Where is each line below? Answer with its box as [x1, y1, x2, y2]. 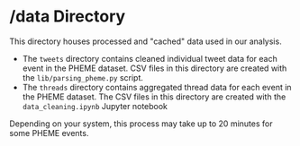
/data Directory [9, 6, 126, 27]
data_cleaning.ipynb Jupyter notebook [22, 100, 168, 111]
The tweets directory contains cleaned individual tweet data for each [22, 53, 277, 64]
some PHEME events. [9, 127, 89, 138]
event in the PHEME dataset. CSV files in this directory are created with [22, 63, 287, 73]
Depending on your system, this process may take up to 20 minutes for [9, 118, 273, 129]
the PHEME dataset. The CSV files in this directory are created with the [22, 91, 286, 102]
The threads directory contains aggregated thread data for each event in [22, 82, 292, 92]
